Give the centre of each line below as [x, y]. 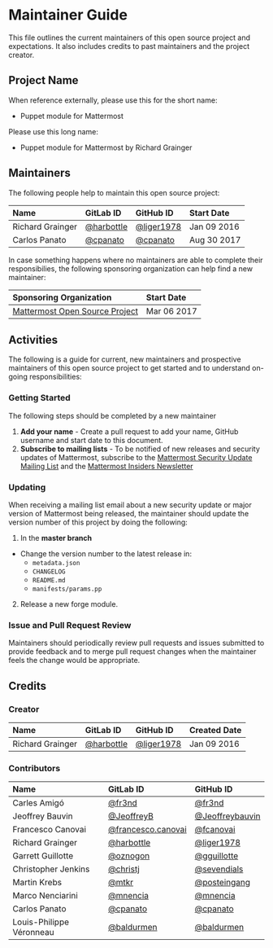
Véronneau [33, 933]
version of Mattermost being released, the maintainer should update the [129, 513]
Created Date [216, 730]
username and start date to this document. [92, 440]
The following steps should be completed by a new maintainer [113, 415]
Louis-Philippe [41, 922]
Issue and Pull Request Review [70, 625]
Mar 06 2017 [171, 311]
